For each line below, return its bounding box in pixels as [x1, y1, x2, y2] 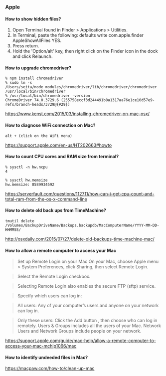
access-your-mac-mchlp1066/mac [5, 343, 77, 349]
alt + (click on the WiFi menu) [5, 133, 72, 138]
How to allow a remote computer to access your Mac [5, 247, 116, 253]
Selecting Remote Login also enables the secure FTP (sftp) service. [17, 283, 156, 289]
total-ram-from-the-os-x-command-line [5, 196, 87, 202]
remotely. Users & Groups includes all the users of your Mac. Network [17, 323, 161, 329]
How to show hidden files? [5, 16, 61, 22]
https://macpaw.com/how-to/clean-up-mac [5, 366, 95, 372]
